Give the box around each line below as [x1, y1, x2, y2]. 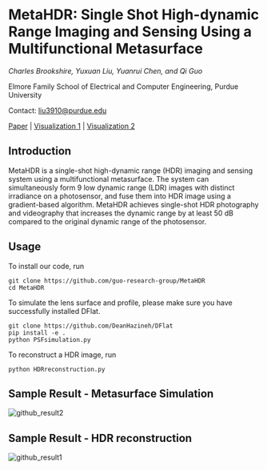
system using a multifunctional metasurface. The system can [8, 174, 209, 183]
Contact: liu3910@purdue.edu [8, 106, 107, 115]
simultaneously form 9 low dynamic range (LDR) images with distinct [8, 183, 235, 192]
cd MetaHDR [8, 283, 45, 291]
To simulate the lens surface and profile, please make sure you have [8, 298, 233, 307]
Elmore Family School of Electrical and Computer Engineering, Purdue [8, 82, 239, 91]
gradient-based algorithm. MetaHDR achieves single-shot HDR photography [8, 199, 259, 209]
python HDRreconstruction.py [8, 365, 106, 373]
